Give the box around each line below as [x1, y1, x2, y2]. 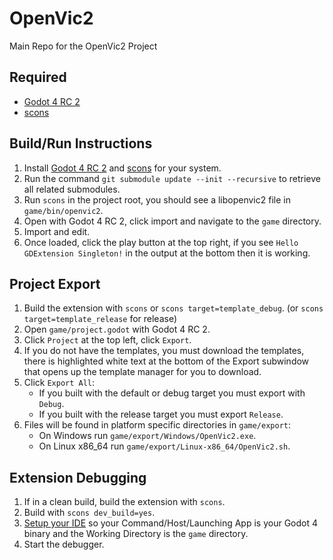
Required [9, 69, 67, 86]
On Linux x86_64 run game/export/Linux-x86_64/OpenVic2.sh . [38, 440, 291, 452]
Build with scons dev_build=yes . [23, 507, 156, 519]
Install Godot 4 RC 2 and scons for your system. [23, 162, 222, 174]
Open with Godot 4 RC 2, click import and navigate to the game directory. [23, 215, 322, 227]
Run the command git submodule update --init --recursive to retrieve [23, 172, 321, 184]
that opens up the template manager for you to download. [23, 366, 262, 378]
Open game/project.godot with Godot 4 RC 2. [23, 323, 211, 336]
